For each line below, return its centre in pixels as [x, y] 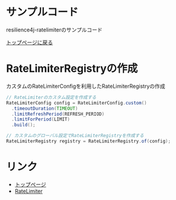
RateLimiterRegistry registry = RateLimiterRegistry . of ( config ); [88, 141]
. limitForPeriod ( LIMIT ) [41, 119]
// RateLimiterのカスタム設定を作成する [51, 97]
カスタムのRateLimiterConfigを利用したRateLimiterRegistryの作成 [86, 86]
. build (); [23, 125]
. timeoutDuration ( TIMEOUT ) [45, 108]
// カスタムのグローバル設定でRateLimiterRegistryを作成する [75, 136]
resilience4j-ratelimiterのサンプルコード [54, 30]
